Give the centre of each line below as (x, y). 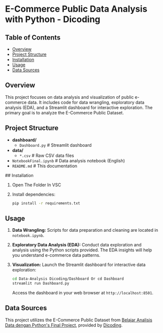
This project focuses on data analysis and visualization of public (70, 97)
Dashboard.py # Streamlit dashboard (55, 145)
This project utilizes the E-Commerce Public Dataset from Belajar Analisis (79, 320)
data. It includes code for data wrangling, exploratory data (86, 102)
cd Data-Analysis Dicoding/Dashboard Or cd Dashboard (68, 279)
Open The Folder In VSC (37, 185)
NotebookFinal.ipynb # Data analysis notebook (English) (69, 160)
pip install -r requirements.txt (46, 203)
